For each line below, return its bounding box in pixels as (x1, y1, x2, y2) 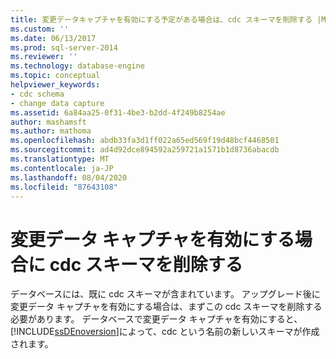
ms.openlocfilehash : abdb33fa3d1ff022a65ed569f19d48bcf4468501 (10, 136, 280, 146)
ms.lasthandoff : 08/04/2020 (10, 172, 128, 183)
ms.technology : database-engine (10, 61, 145, 71)
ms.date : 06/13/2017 (10, 33, 97, 43)
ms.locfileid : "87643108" (10, 182, 118, 192)
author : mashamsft (10, 117, 87, 127)
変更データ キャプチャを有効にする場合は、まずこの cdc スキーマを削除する (10, 301, 323, 313)
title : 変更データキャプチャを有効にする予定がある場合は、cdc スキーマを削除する (10, 14, 313, 25)
